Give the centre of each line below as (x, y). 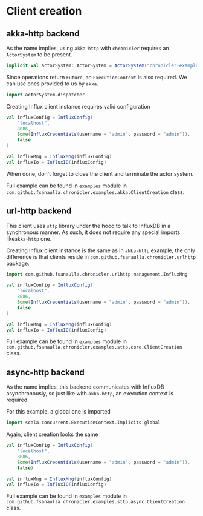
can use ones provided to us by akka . (52, 84)
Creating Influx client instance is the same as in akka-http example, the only (101, 250)
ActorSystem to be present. (39, 55)
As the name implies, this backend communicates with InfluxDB (85, 387)
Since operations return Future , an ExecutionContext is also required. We (97, 77)
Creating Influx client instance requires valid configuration (79, 106)
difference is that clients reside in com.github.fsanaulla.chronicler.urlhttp (101, 256)
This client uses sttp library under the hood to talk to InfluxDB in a (89, 226)
